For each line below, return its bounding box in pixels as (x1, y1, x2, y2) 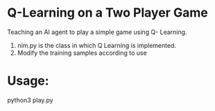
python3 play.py (7, 96, 53, 104)
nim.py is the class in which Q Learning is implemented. (17, 41, 177, 49)
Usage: (7, 73, 50, 89)
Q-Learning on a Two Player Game (7, 5, 208, 21)
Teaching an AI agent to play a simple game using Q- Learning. (7, 28, 187, 36)
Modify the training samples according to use (17, 49, 147, 57)
